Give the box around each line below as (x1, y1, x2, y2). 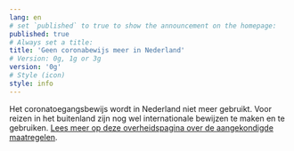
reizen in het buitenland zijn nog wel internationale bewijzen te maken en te (9, 113, 285, 123)
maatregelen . (9, 131, 58, 142)
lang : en (9, 12, 42, 22)
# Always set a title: (9, 37, 94, 47)
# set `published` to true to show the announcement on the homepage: (9, 21, 277, 30)
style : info (9, 79, 53, 88)
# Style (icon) (9, 71, 66, 80)
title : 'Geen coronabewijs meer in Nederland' (9, 46, 185, 55)
